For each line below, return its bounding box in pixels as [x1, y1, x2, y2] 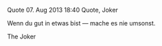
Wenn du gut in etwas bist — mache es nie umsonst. [7, 19, 156, 27]
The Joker [7, 32, 36, 41]
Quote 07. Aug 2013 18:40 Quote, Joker [7, 6, 119, 14]
